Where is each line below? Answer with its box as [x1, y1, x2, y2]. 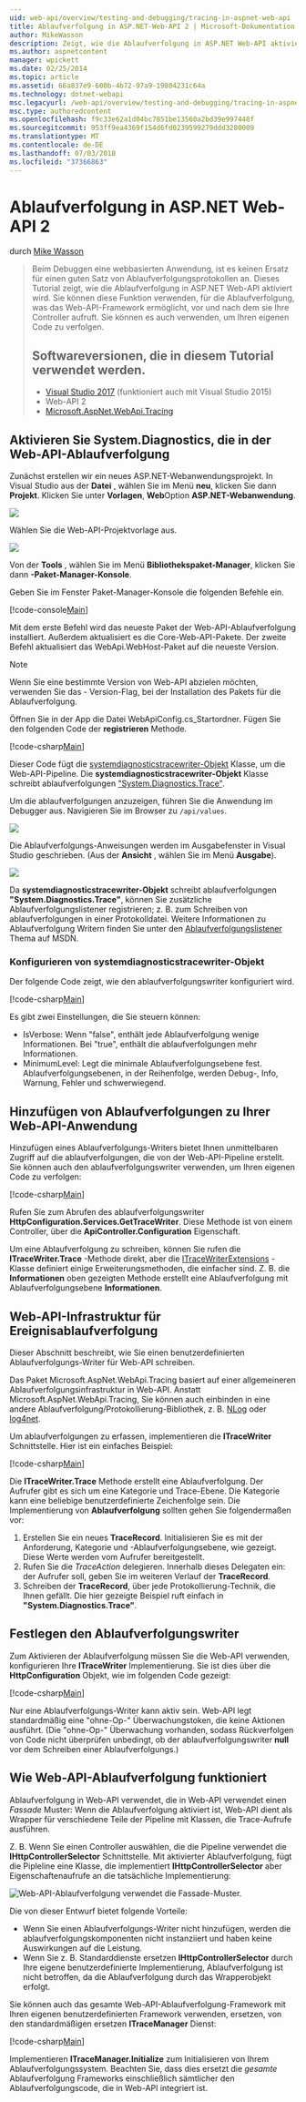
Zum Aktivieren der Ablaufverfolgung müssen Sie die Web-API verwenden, [9, 1650, 290, 1661]
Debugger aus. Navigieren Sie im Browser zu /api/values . [9, 805, 228, 816]
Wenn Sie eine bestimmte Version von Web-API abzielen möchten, [9, 677, 259, 688]
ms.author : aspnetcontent [9, 47, 107, 56]
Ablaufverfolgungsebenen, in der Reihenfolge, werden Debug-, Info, [22, 1067, 279, 1079]
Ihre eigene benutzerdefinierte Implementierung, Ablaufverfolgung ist [22, 1962, 284, 1973]
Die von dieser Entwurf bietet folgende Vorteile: [9, 1905, 189, 1916]
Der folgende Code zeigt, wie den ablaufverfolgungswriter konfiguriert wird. [9, 976, 295, 987]
